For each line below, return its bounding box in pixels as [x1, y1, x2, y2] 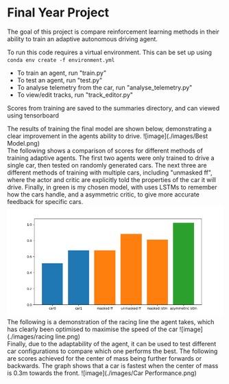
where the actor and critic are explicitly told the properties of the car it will [7, 175, 216, 183]
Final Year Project [7, 5, 110, 21]
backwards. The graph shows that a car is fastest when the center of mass [7, 362, 219, 370]
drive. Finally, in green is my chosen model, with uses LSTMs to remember [7, 183, 217, 191]
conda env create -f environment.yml [7, 56, 115, 63]
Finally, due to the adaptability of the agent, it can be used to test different [7, 340, 217, 348]
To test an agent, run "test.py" [16, 76, 103, 84]
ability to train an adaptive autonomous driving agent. [7, 34, 158, 43]
